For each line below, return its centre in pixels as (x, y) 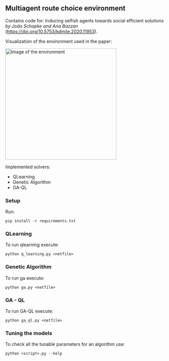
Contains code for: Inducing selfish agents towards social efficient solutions (84, 20)
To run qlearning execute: (32, 245)
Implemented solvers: (28, 167)
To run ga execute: (25, 278)
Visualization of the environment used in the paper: (59, 41)
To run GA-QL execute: (29, 311)
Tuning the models (29, 333)
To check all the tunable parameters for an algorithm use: (65, 344)
